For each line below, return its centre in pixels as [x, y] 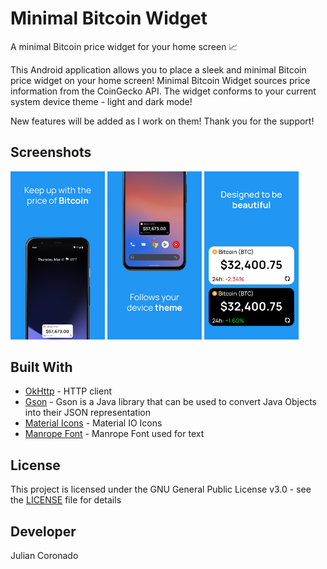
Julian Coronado [44, 555]
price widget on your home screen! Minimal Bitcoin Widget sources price [160, 80]
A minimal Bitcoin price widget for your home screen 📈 [124, 46]
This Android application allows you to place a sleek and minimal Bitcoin [158, 69]
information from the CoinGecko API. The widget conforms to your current [163, 91]
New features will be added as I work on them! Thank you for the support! [162, 121]
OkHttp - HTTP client [68, 391]
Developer [43, 531]
